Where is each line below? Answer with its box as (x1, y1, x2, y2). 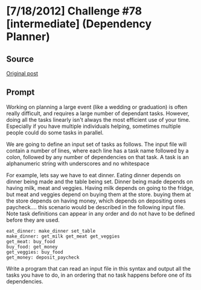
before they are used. (6, 216, 60, 224)
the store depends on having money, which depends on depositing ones (6, 197, 186, 204)
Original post (6, 70, 38, 77)
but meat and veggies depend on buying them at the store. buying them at (6, 191, 191, 198)
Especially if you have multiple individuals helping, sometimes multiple (6, 122, 181, 130)
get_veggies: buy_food (6, 249, 63, 255)
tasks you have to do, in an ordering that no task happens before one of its (6, 271, 192, 279)
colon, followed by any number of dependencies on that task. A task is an (6, 153, 189, 160)
